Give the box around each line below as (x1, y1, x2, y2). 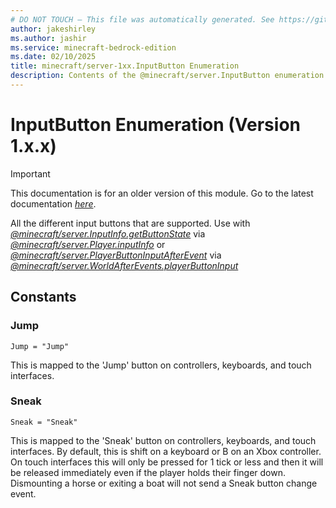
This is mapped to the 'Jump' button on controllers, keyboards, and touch (10, 359, 312, 371)
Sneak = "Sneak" (10, 417, 78, 427)
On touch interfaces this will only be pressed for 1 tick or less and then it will (10, 456, 324, 468)
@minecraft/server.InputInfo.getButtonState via (10, 227, 206, 240)
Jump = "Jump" (10, 341, 70, 351)
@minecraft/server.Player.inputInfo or (10, 238, 166, 250)
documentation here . (10, 197, 97, 210)
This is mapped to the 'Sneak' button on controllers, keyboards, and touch (10, 434, 317, 446)
